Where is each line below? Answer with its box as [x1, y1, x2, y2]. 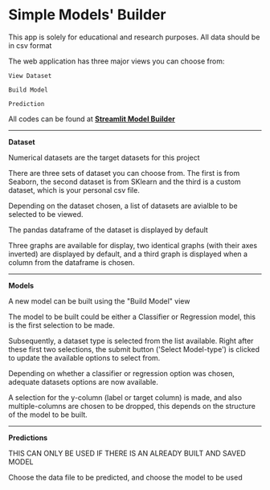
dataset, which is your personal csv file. [8, 185, 141, 194]
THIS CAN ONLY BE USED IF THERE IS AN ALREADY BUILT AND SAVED [8, 448, 247, 458]
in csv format [8, 40, 52, 50]
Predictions [8, 432, 48, 443]
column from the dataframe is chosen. [8, 257, 135, 267]
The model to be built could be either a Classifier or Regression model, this [8, 312, 256, 321]
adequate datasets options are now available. [8, 377, 158, 386]
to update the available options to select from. [8, 353, 161, 362]
